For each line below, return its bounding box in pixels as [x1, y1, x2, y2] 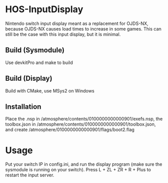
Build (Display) [5, 74, 53, 83]
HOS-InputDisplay [5, 4, 83, 15]
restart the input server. [5, 172, 55, 178]
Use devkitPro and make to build [5, 59, 73, 66]
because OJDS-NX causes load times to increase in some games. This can [5, 25, 162, 32]
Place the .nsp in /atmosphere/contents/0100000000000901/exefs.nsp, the [5, 116, 163, 122]
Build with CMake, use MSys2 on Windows [5, 87, 95, 94]
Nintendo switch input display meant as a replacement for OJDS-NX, [5, 20, 149, 26]
